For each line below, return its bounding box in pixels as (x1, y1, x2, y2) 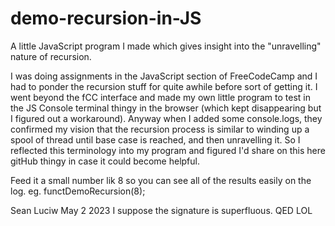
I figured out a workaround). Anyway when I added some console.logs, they (10, 112, 323, 124)
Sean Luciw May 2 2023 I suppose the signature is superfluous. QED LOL (10, 204, 313, 216)
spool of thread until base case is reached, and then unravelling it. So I (10, 133, 301, 146)
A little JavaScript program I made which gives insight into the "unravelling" (10, 40, 322, 52)
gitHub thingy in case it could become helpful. (10, 155, 201, 167)
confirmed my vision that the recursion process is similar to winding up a (10, 123, 310, 135)
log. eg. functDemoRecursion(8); (10, 185, 146, 197)
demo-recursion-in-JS (10, 7, 202, 30)
